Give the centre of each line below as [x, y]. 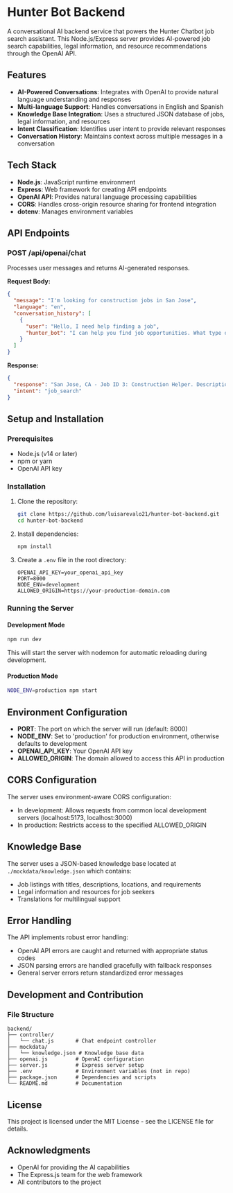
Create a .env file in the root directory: [72, 560]
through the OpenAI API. [42, 53]
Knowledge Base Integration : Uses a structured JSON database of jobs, [121, 114]
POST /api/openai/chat [47, 252]
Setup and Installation [55, 419]
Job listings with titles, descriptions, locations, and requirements [109, 884]
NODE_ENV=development [48, 585]
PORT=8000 [32, 579]
